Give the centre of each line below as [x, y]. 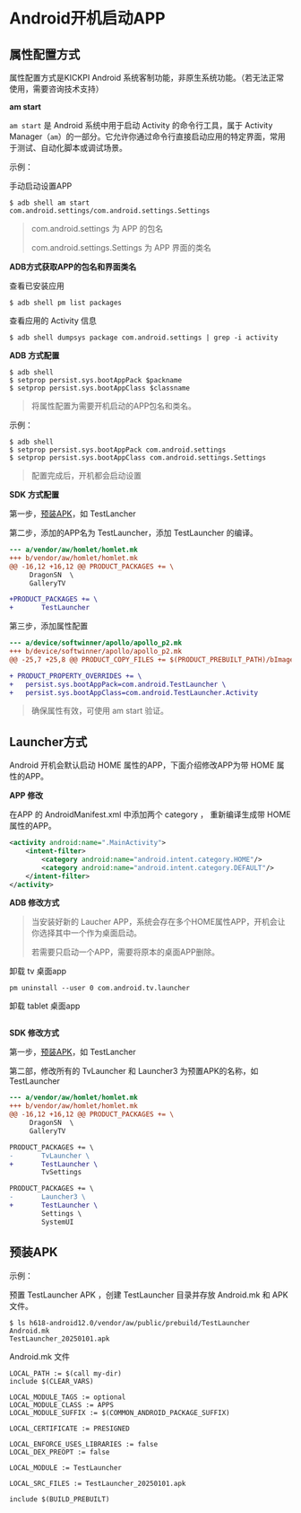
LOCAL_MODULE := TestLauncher [66, 1468]
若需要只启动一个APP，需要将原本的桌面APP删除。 [125, 952]
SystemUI [58, 1222]
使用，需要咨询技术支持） [56, 89]
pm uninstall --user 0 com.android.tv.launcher [100, 989]
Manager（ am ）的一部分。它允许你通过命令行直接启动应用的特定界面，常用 [147, 136]
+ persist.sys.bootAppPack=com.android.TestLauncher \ [118, 684]
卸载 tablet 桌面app [45, 1006]
